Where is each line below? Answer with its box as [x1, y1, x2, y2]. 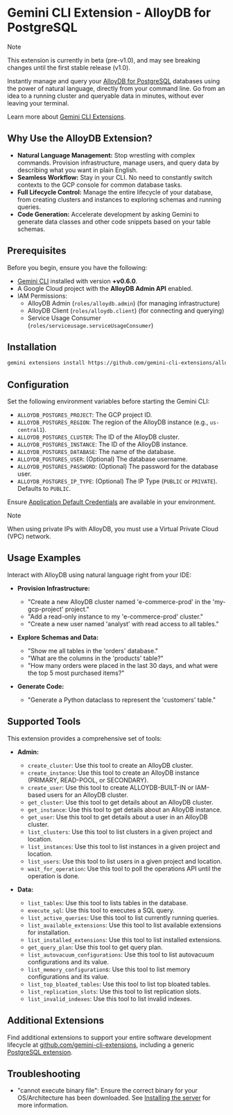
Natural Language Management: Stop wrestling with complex [17, 151, 196, 159]
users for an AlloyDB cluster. [47, 790, 128, 799]
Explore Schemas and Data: [17, 633, 99, 642]
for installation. [27, 928, 71, 937]
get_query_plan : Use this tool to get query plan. [27, 943, 163, 951]
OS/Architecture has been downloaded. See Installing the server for [17, 1093, 211, 1102]
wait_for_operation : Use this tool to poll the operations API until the [27, 864, 222, 873]
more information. [17, 1101, 69, 1109]
